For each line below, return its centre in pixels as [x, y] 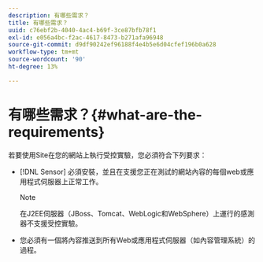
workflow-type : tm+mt [44, 52]
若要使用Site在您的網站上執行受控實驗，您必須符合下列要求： [107, 155]
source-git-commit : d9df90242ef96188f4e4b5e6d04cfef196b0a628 [112, 45]
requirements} [56, 132]
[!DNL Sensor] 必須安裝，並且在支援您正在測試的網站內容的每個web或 [133, 172]
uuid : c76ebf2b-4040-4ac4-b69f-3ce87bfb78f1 [82, 30]
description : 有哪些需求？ [49, 15]
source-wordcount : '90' [47, 60]
